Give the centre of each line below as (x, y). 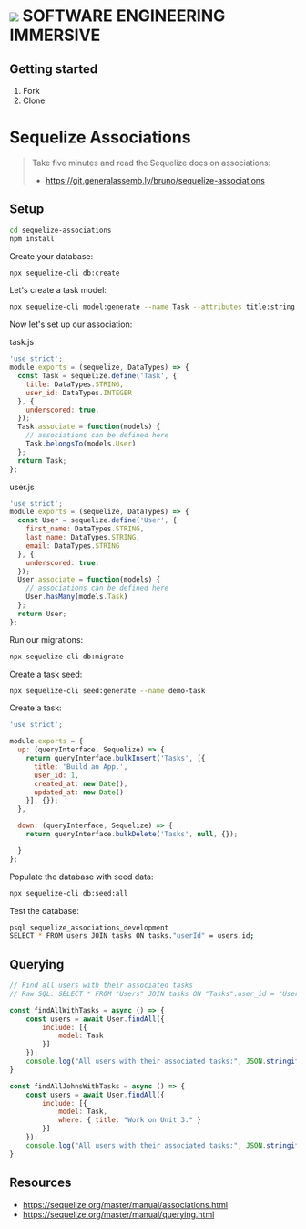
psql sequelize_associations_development (89, 928)
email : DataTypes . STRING (73, 546)
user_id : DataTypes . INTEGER (79, 393)
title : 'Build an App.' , (81, 767)
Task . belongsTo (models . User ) (81, 444)
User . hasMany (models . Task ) (77, 597)
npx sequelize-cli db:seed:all (69, 893)
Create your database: (51, 256)
